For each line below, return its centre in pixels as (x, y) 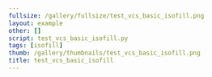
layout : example (36, 23)
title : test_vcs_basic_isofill (61, 61)
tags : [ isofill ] (36, 46)
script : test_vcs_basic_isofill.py (68, 38)
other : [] (25, 30)
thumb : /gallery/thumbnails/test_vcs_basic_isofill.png (104, 53)
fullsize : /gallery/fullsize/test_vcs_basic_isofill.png (106, 16)
